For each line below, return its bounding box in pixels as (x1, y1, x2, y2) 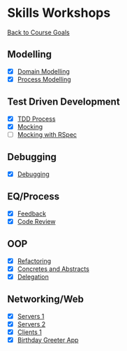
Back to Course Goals (7, 28, 70, 37)
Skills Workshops (7, 5, 111, 21)
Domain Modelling (17, 67, 70, 75)
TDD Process (17, 114, 56, 123)
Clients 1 (17, 328, 42, 336)
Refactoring (17, 256, 52, 265)
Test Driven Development (7, 96, 120, 108)
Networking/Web (7, 293, 84, 305)
